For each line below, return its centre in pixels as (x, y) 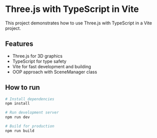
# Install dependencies (30, 99)
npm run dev (17, 117)
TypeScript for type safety (39, 61)
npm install (17, 104)
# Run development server (32, 113)
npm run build (20, 131)
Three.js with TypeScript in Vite (72, 9)
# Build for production (30, 126)
